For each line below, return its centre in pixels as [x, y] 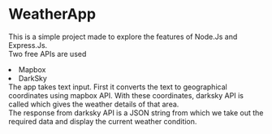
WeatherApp [52, 14]
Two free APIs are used [47, 54]
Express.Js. [28, 45]
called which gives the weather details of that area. [94, 104]
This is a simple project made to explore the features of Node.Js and [123, 37]
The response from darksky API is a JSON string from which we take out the [136, 112]
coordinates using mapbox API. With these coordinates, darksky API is [126, 95]
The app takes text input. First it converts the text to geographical [118, 87]
